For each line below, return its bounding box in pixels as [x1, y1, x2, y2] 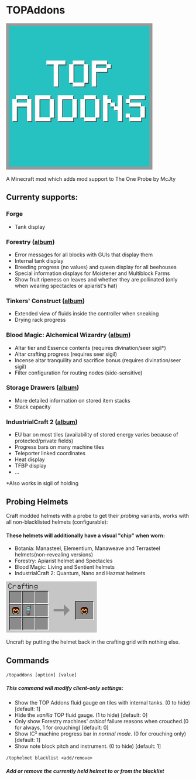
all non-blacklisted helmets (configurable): [6, 518, 108, 525]
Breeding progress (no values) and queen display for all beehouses [14, 263, 177, 270]
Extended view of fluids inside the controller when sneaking [14, 310, 159, 317]
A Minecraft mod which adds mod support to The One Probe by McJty [6, 175, 176, 182]
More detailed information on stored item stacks [14, 397, 130, 404]
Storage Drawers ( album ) [6, 384, 80, 392]
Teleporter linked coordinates [14, 450, 86, 457]
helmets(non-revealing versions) [14, 551, 94, 558]
